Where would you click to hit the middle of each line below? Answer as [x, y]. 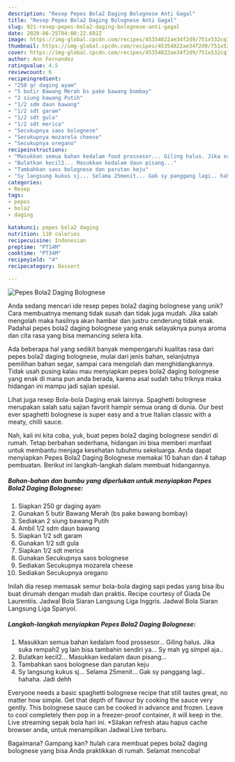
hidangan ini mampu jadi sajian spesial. [64, 386]
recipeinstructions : [38, 150]
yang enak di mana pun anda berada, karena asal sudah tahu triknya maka [115, 378]
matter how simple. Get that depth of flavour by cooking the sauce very [111, 700]
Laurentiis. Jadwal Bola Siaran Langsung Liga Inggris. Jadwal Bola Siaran [113, 601]
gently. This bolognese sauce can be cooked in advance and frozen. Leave [116, 707]
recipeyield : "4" [33, 260]
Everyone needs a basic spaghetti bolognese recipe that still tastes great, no [118, 692]
